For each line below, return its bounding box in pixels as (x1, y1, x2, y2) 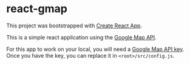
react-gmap (6, 2, 68, 16)
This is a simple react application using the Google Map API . (6, 33, 157, 41)
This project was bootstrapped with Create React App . (6, 22, 143, 29)
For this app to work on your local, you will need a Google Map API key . (6, 45, 185, 53)
